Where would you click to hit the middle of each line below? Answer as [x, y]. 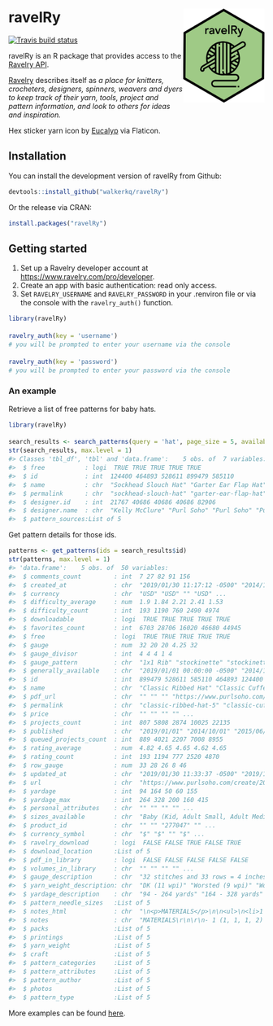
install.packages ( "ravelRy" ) [58, 223]
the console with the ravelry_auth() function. [96, 303]
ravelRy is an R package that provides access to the [95, 55]
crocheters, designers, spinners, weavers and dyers [95, 89]
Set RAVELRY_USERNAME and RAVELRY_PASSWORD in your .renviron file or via [138, 294]
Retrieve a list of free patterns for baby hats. [82, 409]
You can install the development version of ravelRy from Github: [115, 176]
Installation [37, 156]
